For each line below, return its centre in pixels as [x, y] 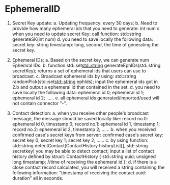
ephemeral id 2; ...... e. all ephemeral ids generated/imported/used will [86, 98]
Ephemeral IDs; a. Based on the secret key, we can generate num [80, 60]
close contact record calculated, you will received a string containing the [88, 167]
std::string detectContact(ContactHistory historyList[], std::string [80, 145]
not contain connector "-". [39, 103]
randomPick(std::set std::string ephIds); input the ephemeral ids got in [85, 82]
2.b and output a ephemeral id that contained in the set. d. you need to [86, 87]
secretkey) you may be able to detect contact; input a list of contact [83, 151]
